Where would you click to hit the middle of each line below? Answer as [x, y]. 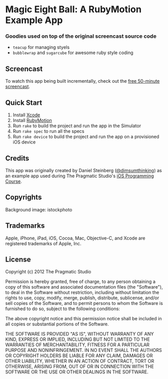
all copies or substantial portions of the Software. [57, 324]
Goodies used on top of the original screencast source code [81, 36]
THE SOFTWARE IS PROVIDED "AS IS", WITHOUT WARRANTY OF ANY [80, 334]
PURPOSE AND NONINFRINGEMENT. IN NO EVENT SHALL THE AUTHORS [84, 350]
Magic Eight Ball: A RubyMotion [74, 9]
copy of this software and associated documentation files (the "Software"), [84, 287]
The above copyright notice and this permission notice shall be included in [83, 319]
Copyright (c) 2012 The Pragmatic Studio [48, 272]
